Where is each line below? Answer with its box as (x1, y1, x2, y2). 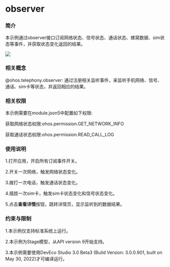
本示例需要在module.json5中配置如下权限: (5, 110, 93, 116)
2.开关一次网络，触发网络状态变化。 (5, 169, 81, 175)
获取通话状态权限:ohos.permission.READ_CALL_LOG (5, 132, 114, 138)
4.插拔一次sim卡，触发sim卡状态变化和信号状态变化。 (5, 190, 118, 196)
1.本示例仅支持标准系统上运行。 (5, 227, 71, 234)
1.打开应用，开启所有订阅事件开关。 (5, 158, 80, 164)
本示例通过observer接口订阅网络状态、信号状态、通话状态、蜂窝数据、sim (5, 35, 161, 41)
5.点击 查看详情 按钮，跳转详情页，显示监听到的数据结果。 (5, 201, 125, 207)
